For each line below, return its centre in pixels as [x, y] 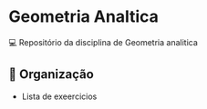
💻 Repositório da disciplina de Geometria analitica [103, 42]
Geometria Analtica [83, 17]
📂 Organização [52, 74]
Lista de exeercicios [59, 96]
